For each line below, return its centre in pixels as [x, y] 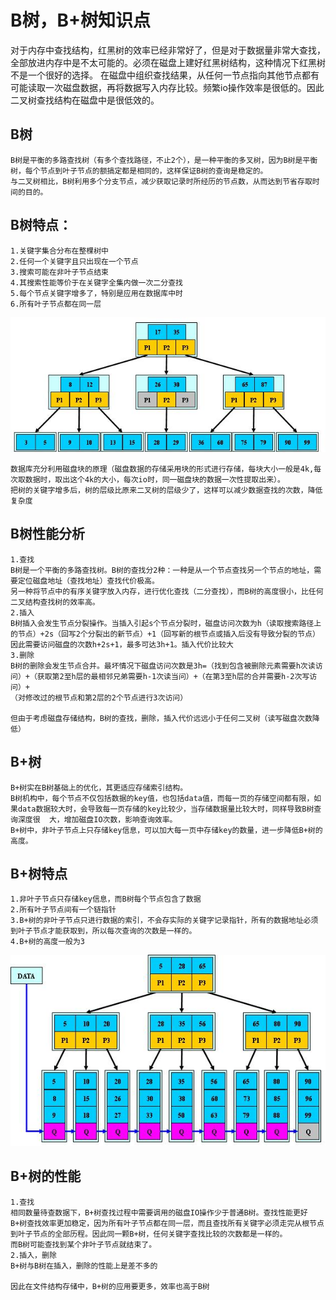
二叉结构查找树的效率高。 [55, 602]
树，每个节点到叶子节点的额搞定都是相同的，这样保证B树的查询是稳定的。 [139, 171]
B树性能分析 [47, 534]
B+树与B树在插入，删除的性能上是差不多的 [84, 1266]
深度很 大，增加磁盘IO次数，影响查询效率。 [97, 819]
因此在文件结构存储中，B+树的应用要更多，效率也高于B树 [110, 1286]
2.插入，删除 [33, 1255]
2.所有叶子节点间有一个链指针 [63, 910]
